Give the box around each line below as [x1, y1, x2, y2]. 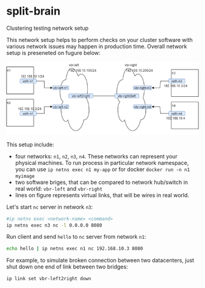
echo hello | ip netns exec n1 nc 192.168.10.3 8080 [6, 245, 143, 252]
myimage [15, 173, 35, 179]
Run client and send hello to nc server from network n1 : [6, 233, 146, 241]
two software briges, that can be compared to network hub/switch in [15, 178, 188, 186]
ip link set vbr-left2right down [6, 276, 92, 282]
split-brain [6, 4, 61, 18]
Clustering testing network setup [6, 24, 89, 32]
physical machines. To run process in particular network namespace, [15, 159, 189, 166]
